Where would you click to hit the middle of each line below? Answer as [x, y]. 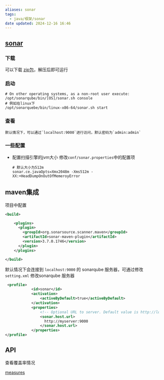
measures [15, 372]
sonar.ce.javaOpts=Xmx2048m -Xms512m [51, 172]
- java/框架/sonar [27, 19]
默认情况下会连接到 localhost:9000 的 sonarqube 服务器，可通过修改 [74, 269]
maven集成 [22, 192]
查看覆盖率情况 [20, 362]
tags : [10, 14]
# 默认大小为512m [28, 167]
